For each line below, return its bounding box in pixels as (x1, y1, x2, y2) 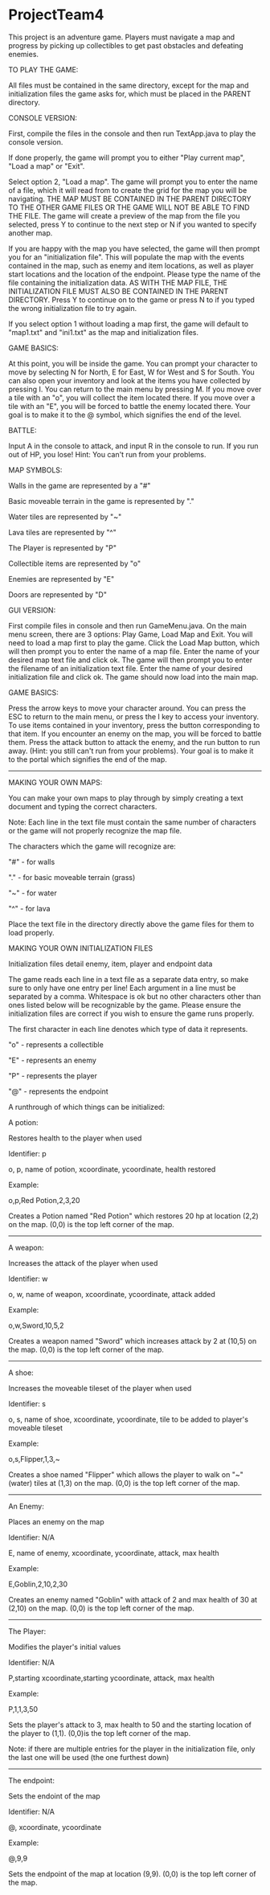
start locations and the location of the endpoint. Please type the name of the (8, 269, 261, 279)
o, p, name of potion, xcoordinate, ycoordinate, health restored (8, 1164, 216, 1174)
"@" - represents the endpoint (8, 1087, 108, 1096)
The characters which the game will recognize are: (8, 841, 177, 851)
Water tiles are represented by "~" (8, 512, 122, 522)
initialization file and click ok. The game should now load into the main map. (8, 672, 259, 681)
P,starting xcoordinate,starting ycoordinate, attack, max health (8, 1673, 215, 1683)
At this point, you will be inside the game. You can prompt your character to (8, 358, 259, 368)
